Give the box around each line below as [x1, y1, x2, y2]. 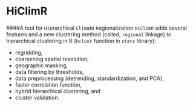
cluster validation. [15, 94, 60, 101]
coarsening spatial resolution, [15, 55, 89, 62]
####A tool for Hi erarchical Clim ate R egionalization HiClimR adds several [6, 24, 188, 31]
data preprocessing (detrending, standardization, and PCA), [15, 75, 165, 82]
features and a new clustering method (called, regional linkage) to [6, 30, 172, 38]
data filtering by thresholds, [15, 68, 84, 75]
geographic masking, [15, 62, 68, 69]
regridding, [15, 48, 43, 56]
